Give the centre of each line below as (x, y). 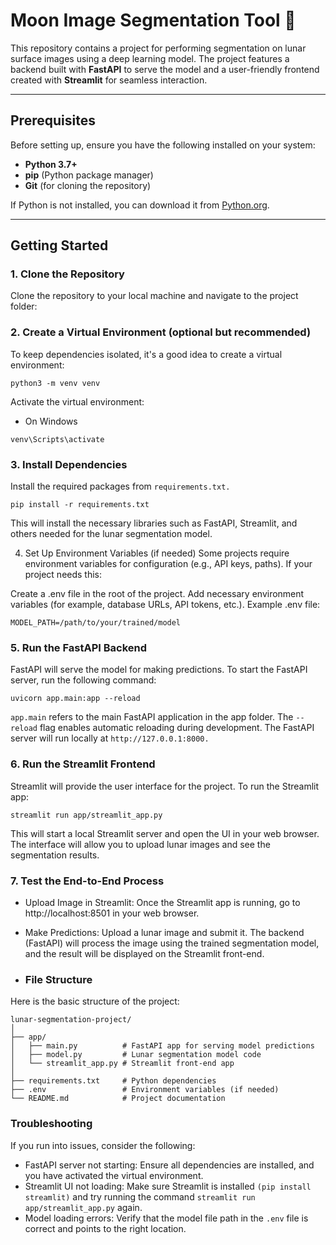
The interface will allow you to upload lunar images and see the (140, 844)
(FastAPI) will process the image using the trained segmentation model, (172, 943)
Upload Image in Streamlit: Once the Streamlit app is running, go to (162, 902)
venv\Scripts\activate (57, 439)
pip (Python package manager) (89, 175)
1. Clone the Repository (67, 274)
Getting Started (59, 245)
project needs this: (63, 575)
